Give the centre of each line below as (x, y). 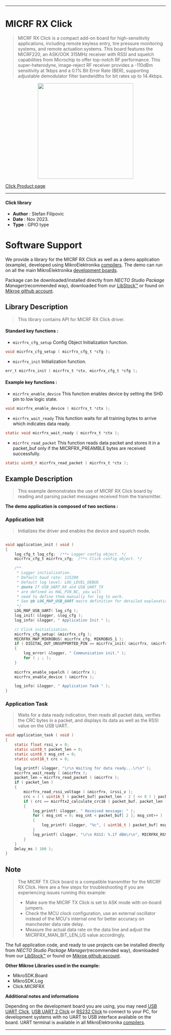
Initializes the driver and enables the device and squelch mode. (84, 531)
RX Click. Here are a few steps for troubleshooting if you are (81, 887)
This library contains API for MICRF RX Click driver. (71, 319)
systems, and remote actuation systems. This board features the (85, 48)
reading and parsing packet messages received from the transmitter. (90, 497)
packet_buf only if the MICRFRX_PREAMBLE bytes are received (79, 448)
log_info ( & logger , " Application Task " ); (62, 686)
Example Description (39, 479)
